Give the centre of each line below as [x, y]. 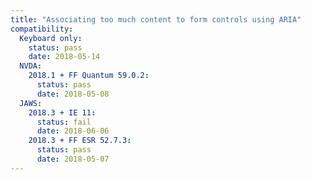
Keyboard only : [51, 38]
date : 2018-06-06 [73, 131]
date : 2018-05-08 [73, 94]
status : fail [64, 122]
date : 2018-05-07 [73, 159]
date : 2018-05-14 [64, 57]
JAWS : [31, 103]
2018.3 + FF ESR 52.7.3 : [80, 141]
